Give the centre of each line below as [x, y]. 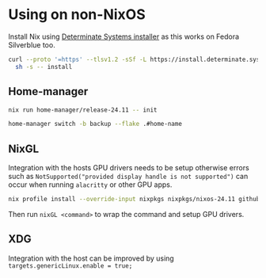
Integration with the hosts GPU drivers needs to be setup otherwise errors [129, 168]
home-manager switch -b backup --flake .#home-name [95, 124]
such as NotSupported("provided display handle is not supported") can [128, 177]
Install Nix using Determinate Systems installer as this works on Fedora [124, 36]
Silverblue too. [32, 44]
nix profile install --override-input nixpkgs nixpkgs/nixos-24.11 [122, 200]
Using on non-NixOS [77, 15]
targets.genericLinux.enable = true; [70, 266]
